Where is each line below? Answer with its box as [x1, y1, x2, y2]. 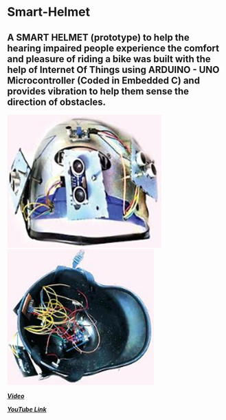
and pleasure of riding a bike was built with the [7, 53, 211, 65]
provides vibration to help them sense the [7, 85, 190, 97]
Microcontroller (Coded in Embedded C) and [7, 74, 201, 86]
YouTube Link [7, 406, 47, 413]
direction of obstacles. [7, 96, 106, 107]
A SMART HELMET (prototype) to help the [7, 32, 190, 43]
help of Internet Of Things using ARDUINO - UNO [7, 63, 220, 76]
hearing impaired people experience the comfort [7, 42, 220, 54]
